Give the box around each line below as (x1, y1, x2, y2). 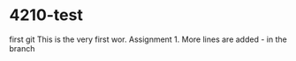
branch (9, 43, 35, 53)
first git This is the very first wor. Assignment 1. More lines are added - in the (9, 34, 287, 44)
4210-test (9, 5, 84, 25)
